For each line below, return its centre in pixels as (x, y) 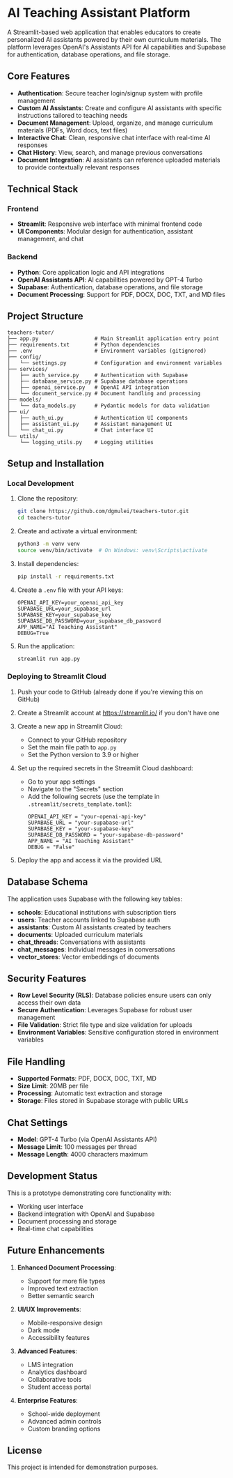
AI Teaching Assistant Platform (99, 13)
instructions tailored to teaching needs (72, 115)
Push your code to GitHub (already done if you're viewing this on (110, 692)
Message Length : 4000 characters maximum (82, 1155)
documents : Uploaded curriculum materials (80, 934)
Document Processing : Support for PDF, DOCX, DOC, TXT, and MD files (121, 294)
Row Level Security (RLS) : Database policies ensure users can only (114, 996)
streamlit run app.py (48, 659)
